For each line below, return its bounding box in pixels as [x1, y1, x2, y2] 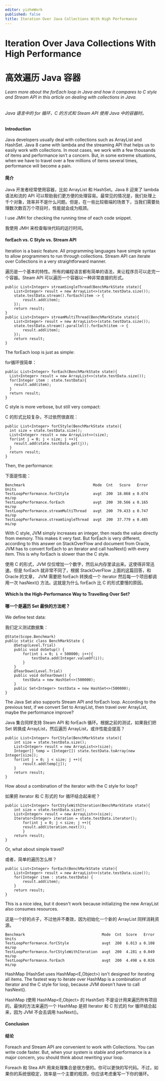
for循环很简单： [5, 359, 37, 365]
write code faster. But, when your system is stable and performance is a [5, 1049, 151, 1055]
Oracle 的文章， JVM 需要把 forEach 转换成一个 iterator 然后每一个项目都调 [5, 573, 157, 579]
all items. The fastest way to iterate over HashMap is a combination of [5, 976, 146, 982]
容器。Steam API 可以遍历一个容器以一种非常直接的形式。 [9, 275, 127, 280]
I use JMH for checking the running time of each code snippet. [5, 215, 132, 221]
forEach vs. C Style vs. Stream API [5, 237, 77, 243]
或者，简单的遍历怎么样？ [5, 856, 57, 863]
